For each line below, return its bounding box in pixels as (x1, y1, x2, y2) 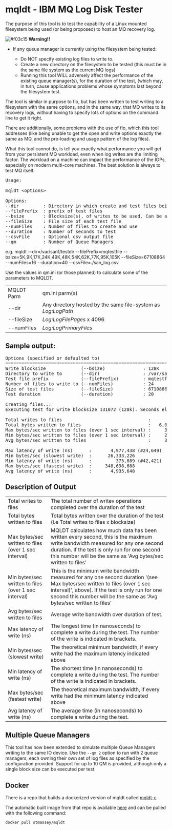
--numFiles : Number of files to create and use (5, 223, 138, 229)
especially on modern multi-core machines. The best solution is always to (5, 162, 161, 168)
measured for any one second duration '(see (50, 574, 158, 581)
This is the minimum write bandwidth (50, 567, 139, 574)
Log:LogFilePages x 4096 (42, 315, 105, 323)
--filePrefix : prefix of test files (5, 208, 103, 214)
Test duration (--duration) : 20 (5, 391, 154, 397)
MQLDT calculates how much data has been (50, 527, 157, 534)
